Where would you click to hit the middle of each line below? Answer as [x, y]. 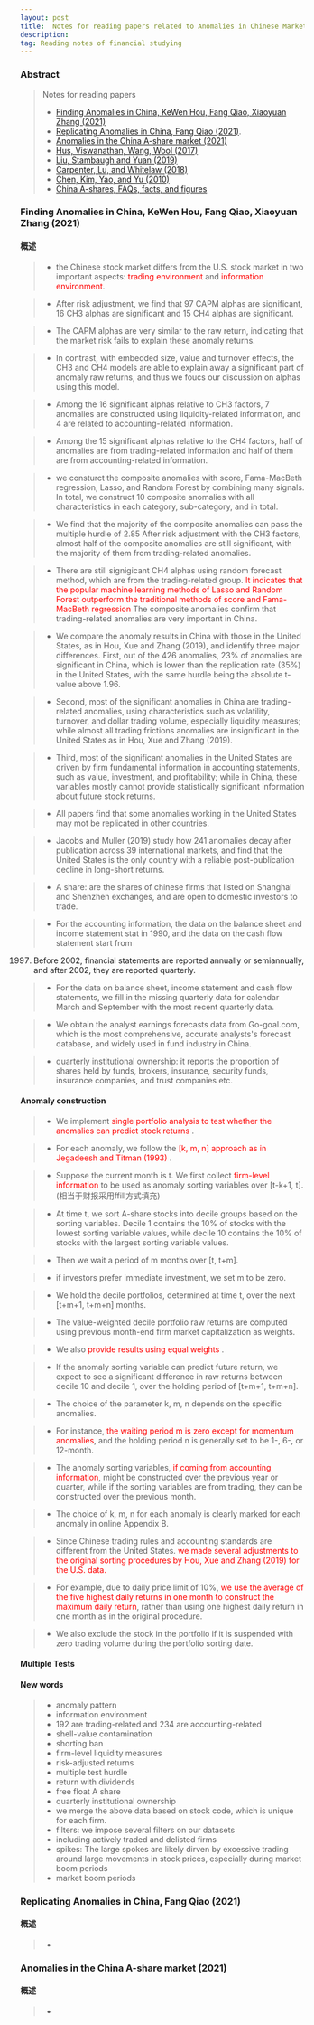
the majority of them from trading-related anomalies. [153, 553]
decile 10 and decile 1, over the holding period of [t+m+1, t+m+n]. [177, 1386]
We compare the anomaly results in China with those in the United [179, 636]
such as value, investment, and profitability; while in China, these [176, 776]
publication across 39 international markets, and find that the [169, 850]
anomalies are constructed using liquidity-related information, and [178, 413]
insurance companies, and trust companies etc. [144, 1080]
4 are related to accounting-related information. [144, 423]
